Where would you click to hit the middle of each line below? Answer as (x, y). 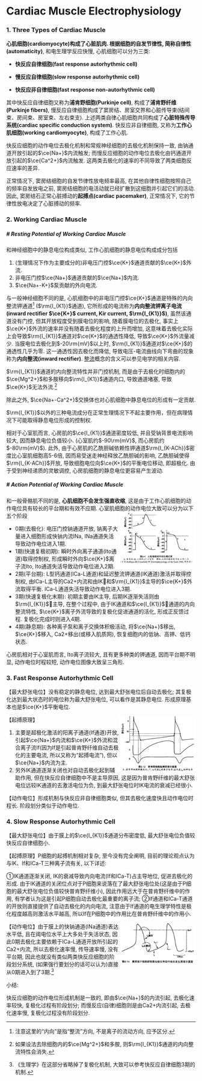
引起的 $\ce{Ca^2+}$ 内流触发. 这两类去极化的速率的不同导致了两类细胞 (99, 160)
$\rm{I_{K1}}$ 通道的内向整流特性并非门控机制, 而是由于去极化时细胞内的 (96, 371)
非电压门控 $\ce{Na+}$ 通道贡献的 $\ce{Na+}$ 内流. (77, 278)
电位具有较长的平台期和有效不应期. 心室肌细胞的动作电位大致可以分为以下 (102, 508)
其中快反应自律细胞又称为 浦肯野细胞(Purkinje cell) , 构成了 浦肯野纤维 (91, 102)
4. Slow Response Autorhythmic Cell (61, 821)
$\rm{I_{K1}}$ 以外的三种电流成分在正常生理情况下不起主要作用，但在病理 (97, 412)
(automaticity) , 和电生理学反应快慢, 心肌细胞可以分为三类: (78, 51)
